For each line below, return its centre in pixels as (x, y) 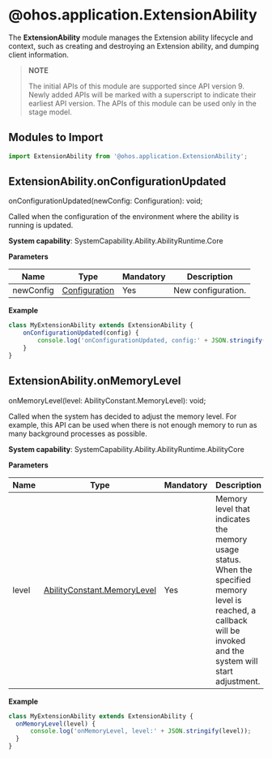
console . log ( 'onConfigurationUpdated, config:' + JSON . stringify (150, 341)
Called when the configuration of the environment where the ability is (124, 217)
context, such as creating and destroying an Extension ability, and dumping (134, 45)
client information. (38, 54)
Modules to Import (56, 138)
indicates (233, 519)
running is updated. (41, 226)
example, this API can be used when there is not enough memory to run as (133, 424)
